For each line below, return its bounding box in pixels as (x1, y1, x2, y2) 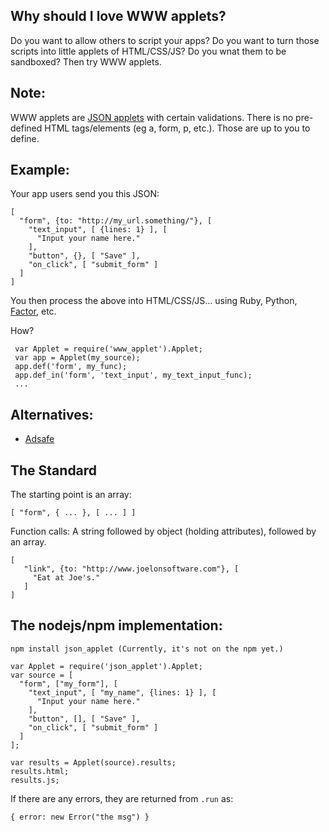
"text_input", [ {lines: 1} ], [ (28, 225, 168, 235)
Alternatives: (10, 406, 94, 423)
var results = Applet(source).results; (10, 757, 177, 768)
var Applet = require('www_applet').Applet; (14, 344, 203, 354)
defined (10, 122, 43, 134)
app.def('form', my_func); (14, 362, 128, 372)
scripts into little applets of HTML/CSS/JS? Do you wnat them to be (10, 45, 287, 57)
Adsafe (24, 433, 55, 445)
